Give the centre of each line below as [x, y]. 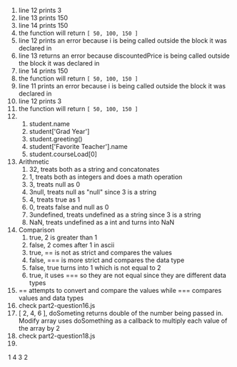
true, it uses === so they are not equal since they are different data [128, 275]
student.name [50, 124]
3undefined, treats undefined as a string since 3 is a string [115, 214]
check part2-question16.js [57, 305]
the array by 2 [39, 328]
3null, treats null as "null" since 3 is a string [92, 192]
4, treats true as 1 [55, 200]
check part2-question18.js [57, 336]
